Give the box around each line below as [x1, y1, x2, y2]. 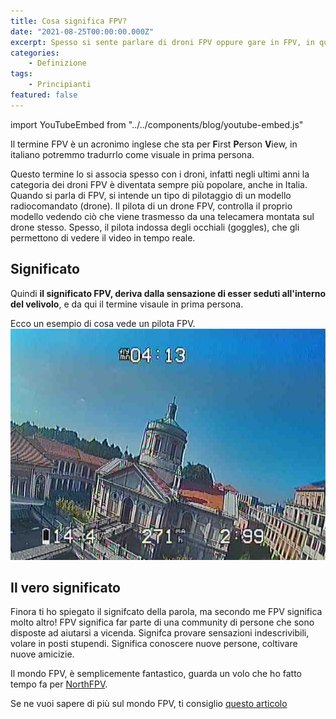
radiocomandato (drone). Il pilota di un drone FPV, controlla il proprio [10, 200, 293, 212]
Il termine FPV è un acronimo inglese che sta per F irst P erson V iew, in [10, 138, 298, 150]
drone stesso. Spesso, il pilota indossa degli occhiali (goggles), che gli [10, 221, 300, 233]
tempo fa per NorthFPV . [10, 678, 108, 690]
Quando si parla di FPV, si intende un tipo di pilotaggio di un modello [10, 189, 292, 201]
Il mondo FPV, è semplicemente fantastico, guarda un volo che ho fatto [10, 668, 302, 680]
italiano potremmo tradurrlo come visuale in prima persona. [10, 148, 255, 160]
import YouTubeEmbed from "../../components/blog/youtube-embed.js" [10, 118, 304, 130]
